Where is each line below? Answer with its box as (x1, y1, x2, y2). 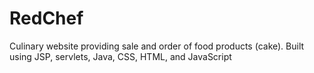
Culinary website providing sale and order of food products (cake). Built (9, 40, 305, 52)
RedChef (9, 7, 84, 30)
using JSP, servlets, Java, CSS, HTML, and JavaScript (9, 50, 232, 62)
